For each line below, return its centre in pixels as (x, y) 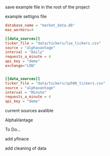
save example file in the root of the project (47, 7)
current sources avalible (29, 111)
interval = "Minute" (26, 92)
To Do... (13, 130)
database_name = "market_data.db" (40, 25)
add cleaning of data (26, 148)
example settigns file (26, 16)
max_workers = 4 (19, 30)
